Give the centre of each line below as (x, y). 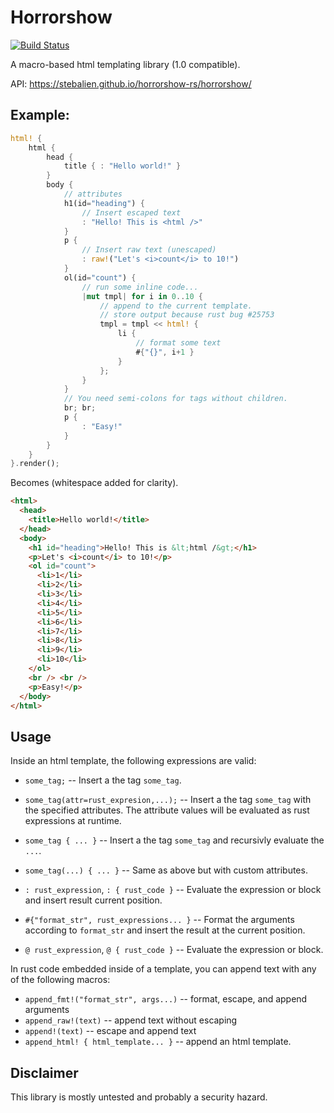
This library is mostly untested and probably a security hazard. (139, 1097)
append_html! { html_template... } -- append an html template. (158, 1042)
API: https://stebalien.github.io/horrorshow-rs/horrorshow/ (131, 83)
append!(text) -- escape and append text (110, 1031)
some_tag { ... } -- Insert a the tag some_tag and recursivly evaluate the (174, 840)
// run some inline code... (140, 287)
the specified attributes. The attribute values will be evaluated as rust (167, 810)
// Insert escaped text (131, 212)
